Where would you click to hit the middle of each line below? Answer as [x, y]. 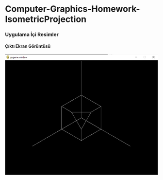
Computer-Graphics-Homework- [73, 9]
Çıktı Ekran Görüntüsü [28, 46]
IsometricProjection [46, 19]
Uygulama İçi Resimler [32, 35]
